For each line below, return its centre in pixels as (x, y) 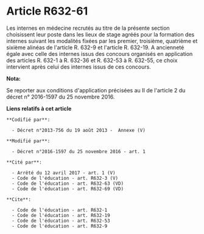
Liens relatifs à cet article (39, 108)
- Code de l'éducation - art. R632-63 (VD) (68, 184)
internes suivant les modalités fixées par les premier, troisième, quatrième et (102, 41)
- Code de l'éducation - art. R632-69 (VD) (68, 189)
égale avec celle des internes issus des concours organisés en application (100, 53)
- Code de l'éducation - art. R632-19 (61, 215)
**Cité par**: (24, 162)
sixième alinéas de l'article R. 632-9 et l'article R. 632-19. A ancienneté (95, 47)
